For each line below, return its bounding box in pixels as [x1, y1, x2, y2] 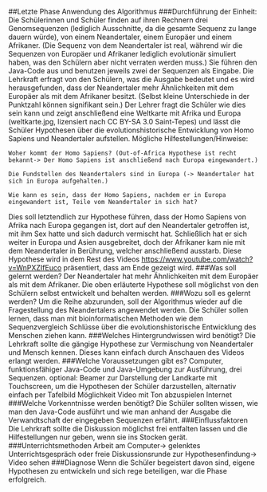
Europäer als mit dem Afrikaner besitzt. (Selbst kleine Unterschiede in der [8, 92, 250, 100]
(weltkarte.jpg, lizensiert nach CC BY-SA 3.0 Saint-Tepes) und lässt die [8, 117, 241, 126]
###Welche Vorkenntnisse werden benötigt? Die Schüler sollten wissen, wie [8, 399, 259, 407]
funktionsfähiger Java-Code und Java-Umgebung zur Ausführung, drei [8, 364, 242, 374]
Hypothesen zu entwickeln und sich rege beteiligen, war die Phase [8, 466, 227, 475]
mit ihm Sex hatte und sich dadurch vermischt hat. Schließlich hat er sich [8, 229, 247, 238]
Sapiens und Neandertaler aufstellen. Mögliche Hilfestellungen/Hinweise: [8, 134, 249, 143]
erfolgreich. [8, 474, 46, 484]
